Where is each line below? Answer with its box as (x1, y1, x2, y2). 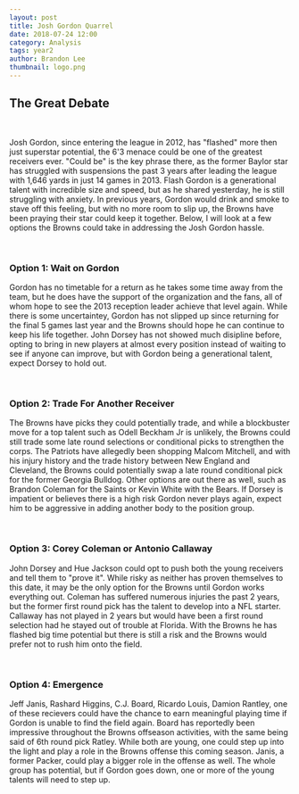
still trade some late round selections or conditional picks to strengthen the (9, 436, 285, 447)
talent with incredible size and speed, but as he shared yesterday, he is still (9, 184, 285, 194)
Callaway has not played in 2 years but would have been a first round (9, 610, 263, 621)
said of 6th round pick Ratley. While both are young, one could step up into (9, 736, 285, 747)
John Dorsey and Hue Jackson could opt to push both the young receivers (9, 563, 284, 574)
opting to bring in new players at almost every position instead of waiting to (9, 338, 287, 349)
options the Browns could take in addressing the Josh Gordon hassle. (9, 222, 265, 233)
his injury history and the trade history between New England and (9, 456, 251, 467)
